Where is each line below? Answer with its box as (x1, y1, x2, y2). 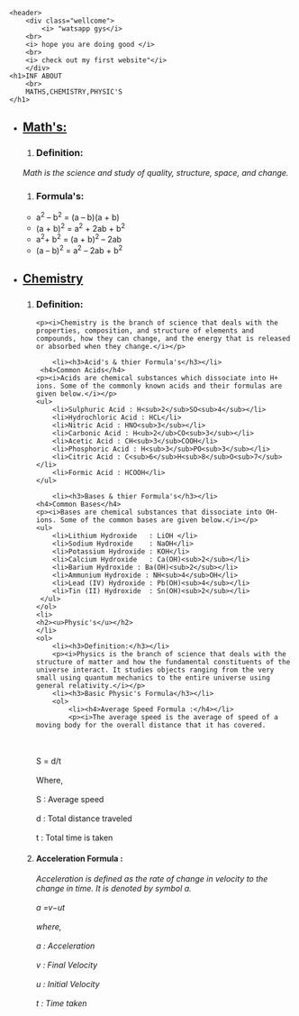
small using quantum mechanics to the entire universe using (35, 673, 270, 682)
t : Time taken (35, 997, 87, 1009)
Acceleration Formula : (35, 853, 123, 864)
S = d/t (35, 755, 61, 766)
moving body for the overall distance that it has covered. (35, 721, 267, 730)
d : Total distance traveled (35, 813, 132, 824)
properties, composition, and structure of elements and (35, 326, 255, 335)
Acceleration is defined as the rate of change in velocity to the (35, 873, 268, 883)
